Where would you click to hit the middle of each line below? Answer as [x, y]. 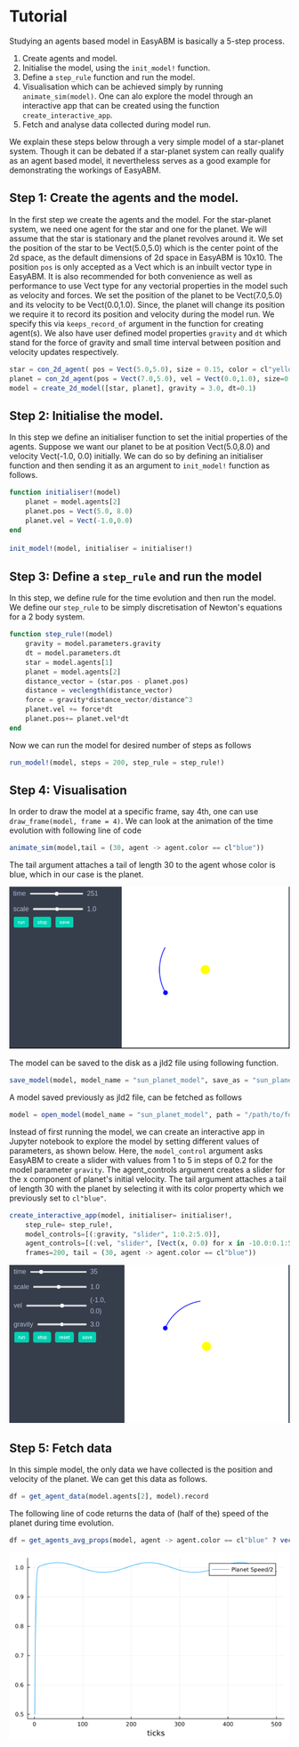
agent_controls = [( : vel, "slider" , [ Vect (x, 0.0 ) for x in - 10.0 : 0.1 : [157, 1243]
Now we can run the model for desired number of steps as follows [130, 745]
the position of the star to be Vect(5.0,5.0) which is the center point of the [144, 247]
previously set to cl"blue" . [58, 1198]
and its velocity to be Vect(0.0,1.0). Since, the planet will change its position [147, 304]
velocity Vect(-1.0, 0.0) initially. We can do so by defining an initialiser [137, 457]
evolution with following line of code [76, 830]
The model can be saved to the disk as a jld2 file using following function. [144, 1063]
